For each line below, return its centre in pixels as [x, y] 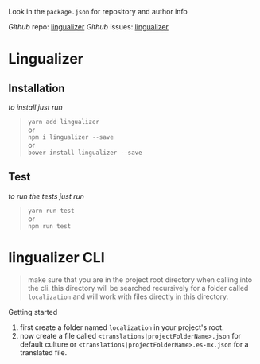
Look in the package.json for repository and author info [98, 12]
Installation [37, 88]
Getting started [33, 312]
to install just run [36, 107]
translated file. [43, 352]
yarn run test [51, 211]
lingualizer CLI [56, 258]
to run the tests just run [47, 196]
